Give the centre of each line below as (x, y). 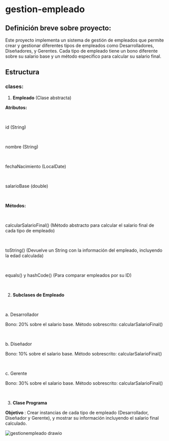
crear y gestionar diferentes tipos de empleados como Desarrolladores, (80, 46)
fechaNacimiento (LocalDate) (36, 166)
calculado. (16, 423)
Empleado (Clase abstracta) (42, 98)
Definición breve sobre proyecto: (58, 28)
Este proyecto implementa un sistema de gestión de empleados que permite (85, 40)
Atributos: (16, 107)
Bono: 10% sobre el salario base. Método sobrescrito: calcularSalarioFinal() (84, 353)
